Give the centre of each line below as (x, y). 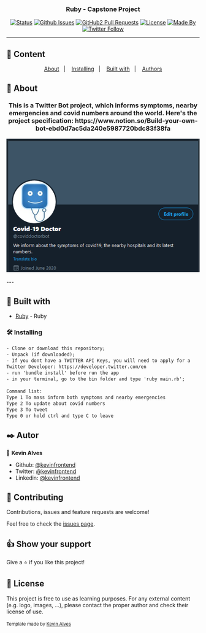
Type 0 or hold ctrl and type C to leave (60, 416)
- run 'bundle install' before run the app (63, 373)
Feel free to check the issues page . (51, 524)
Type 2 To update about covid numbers (56, 404)
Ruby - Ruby (31, 316)
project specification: (41, 121)
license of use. (25, 612)
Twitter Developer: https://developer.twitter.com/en (77, 367)
